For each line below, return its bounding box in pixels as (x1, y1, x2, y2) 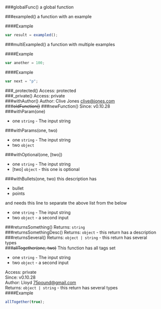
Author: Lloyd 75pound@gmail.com (5, 279, 76, 285)
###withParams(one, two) (5, 127, 58, 133)
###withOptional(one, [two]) (5, 151, 63, 157)
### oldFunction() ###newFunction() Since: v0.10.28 (5, 103, 110, 109)
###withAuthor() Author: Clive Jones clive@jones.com (5, 98, 115, 104)
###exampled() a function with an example (5, 14, 92, 19)
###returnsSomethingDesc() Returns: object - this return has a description (5, 229, 157, 235)
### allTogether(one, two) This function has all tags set (5, 245, 116, 251)
